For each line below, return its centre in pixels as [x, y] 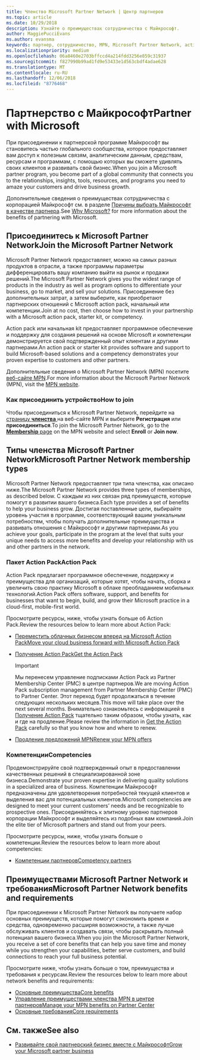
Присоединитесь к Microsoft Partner [77, 236]
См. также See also [43, 1030]
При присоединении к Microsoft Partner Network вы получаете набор [94, 912]
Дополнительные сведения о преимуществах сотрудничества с [88, 198]
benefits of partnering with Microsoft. [52, 217]
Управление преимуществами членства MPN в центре [85, 999]
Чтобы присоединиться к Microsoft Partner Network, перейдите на [90, 413]
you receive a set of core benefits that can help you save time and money [96, 944]
